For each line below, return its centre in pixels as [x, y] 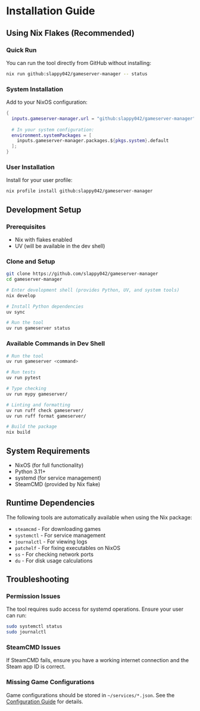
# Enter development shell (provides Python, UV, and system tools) [93, 290]
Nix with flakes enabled [43, 239]
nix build [18, 432]
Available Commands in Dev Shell [56, 344]
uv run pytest [24, 378]
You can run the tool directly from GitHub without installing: [79, 63]
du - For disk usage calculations [54, 560]
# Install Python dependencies [45, 306]
